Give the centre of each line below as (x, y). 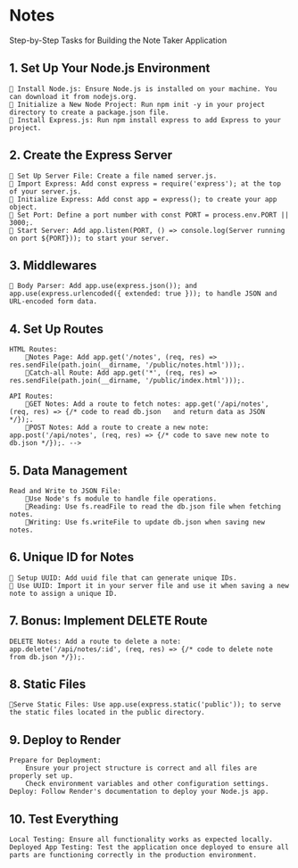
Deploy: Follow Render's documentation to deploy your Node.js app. (139, 792)
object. (24, 207)
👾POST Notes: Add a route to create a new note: (117, 428)
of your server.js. (46, 191)
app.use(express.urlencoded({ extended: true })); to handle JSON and (143, 294)
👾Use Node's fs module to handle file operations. (121, 499)
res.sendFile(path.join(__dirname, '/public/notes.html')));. (127, 365)
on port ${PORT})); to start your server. (89, 238)
